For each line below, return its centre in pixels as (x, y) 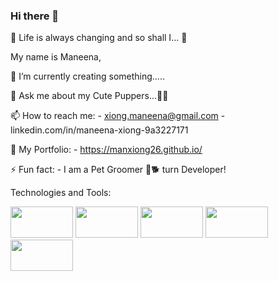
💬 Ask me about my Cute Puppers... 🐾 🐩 (89, 96)
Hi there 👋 (35, 16)
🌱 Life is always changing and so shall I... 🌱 (99, 38)
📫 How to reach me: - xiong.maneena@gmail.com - (118, 116)
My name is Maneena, (56, 57)
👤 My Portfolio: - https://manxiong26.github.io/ (106, 150)
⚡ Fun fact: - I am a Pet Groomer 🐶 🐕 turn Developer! (118, 170)
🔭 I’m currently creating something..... (87, 76)
